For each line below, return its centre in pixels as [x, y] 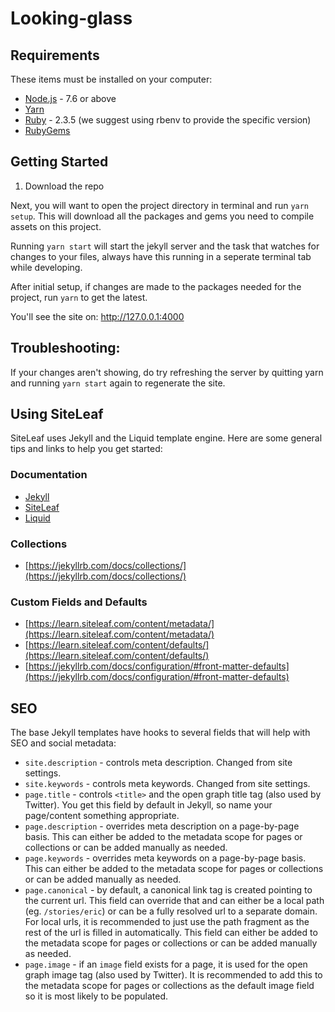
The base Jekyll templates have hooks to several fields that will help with [160, 733]
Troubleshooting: [65, 348]
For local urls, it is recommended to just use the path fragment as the [167, 922]
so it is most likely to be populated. [96, 996]
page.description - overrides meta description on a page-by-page [162, 826]
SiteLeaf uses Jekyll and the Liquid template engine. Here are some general [166, 438]
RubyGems [47, 130]
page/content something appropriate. [102, 816]
